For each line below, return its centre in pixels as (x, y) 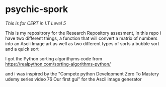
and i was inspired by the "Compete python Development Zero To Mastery (82, 73)
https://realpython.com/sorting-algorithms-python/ (58, 64)
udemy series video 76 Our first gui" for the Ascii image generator (73, 79)
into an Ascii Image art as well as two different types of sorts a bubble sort (82, 43)
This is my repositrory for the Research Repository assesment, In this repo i (83, 33)
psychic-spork (37, 9)
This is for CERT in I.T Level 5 (36, 23)
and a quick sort (22, 49)
